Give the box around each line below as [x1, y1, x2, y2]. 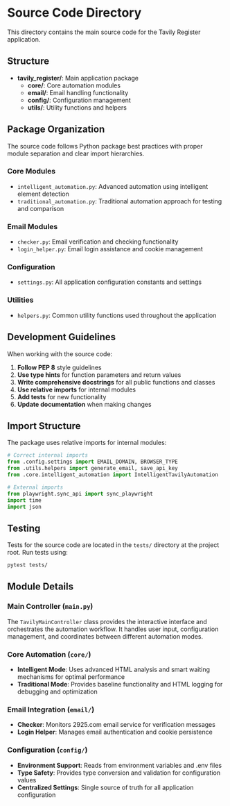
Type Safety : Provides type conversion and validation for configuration [17, 769, 220, 777]
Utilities [7, 295, 34, 305]
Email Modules [7, 221, 58, 231]
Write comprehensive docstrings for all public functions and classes [17, 378, 215, 386]
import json [7, 503, 42, 510]
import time [7, 496, 42, 504]
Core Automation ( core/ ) [7, 649, 91, 659]
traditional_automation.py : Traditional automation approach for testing [17, 196, 222, 205]
